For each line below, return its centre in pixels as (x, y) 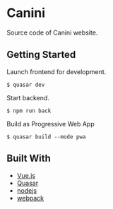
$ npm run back (29, 111)
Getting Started (41, 55)
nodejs (26, 190)
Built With (29, 159)
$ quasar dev (26, 85)
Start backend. (28, 97)
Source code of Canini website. (52, 32)
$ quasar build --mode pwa (46, 137)
